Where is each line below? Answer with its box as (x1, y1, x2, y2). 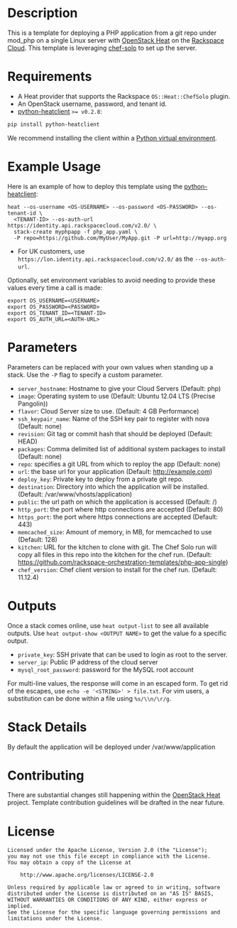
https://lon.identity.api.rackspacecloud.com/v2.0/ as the (17, 254, 194, 263)
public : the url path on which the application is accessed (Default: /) (17, 497, 218, 506)
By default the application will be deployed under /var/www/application (7, 743, 216, 751)
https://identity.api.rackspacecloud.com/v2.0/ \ (7, 222, 158, 229)
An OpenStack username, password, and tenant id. (17, 99, 167, 108)
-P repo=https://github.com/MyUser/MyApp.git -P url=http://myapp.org (13, 234, 227, 242)
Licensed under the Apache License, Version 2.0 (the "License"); (7, 847, 208, 854)
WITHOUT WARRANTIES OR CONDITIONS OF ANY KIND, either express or (7, 897, 208, 904)
